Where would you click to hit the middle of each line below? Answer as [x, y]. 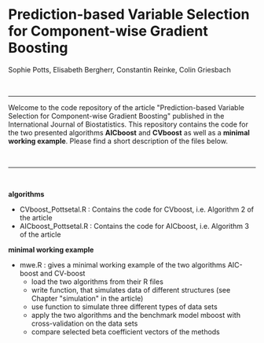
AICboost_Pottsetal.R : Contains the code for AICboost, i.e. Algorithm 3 [134, 226]
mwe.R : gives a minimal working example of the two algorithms [123, 264]
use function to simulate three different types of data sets [124, 306]
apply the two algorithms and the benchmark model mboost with [136, 315]
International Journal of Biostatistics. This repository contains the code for [128, 124]
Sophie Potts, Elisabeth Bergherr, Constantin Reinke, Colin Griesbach [120, 69]
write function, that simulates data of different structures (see [131, 290]
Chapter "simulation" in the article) [87, 298]
